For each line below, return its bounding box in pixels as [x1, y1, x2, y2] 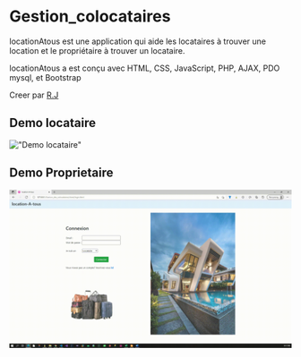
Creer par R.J [9, 89, 59, 100]
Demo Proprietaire [9, 166, 114, 181]
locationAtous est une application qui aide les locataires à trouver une [9, 36, 267, 47]
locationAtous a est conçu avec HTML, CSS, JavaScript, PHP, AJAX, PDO [9, 63, 280, 73]
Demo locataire [9, 115, 97, 131]
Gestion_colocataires [9, 6, 171, 27]
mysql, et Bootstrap [9, 72, 82, 82]
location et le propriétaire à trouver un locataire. [9, 45, 185, 55]
